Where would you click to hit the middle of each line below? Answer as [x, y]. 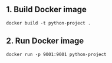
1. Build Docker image [46, 10]
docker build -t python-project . [49, 23]
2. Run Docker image [45, 41]
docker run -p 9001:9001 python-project [57, 54]
